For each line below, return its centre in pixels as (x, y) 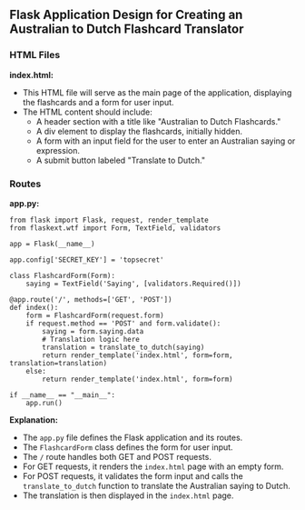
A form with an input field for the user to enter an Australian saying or (166, 141)
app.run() (44, 403)
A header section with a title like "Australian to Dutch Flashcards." (158, 121)
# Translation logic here (91, 339)
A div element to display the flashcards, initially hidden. (139, 131)
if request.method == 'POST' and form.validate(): (123, 323)
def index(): (34, 307)
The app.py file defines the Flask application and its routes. (133, 437)
